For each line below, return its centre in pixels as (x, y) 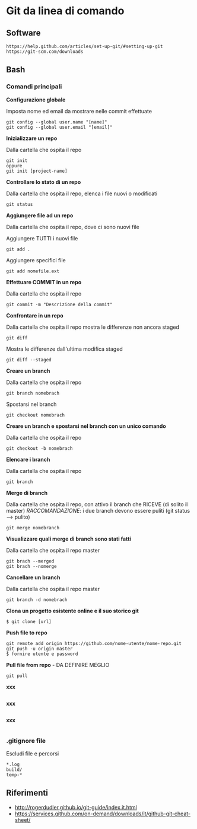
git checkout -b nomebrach (39, 448)
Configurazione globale (36, 100)
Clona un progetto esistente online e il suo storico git (73, 611)
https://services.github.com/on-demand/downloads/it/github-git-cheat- (103, 814)
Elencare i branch (28, 459)
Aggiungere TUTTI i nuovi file (42, 238)
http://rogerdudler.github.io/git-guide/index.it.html (76, 807)
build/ (14, 770)
